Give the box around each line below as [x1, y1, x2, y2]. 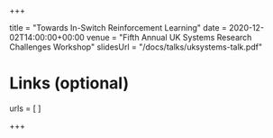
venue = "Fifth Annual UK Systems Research [86, 32, 252, 42]
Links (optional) [9, 73, 129, 94]
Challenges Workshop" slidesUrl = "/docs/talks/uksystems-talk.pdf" [9, 41, 263, 52]
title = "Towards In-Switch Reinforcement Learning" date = [9, 23, 228, 32]
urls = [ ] [9, 103, 41, 114]
